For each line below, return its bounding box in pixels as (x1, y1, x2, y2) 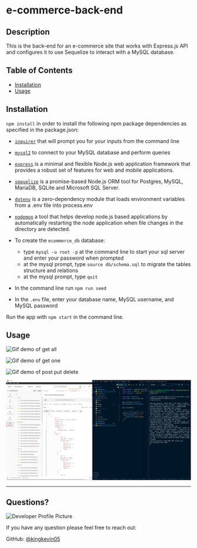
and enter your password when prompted (23, 254, 124, 261)
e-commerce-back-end (6, 4, 123, 17)
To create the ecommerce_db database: (14, 237, 106, 244)
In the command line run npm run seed (14, 284, 107, 291)
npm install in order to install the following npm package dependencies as (6, 120, 187, 127)
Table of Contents (6, 66, 73, 76)
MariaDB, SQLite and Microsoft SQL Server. (14, 184, 120, 191)
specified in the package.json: (6, 126, 79, 133)
